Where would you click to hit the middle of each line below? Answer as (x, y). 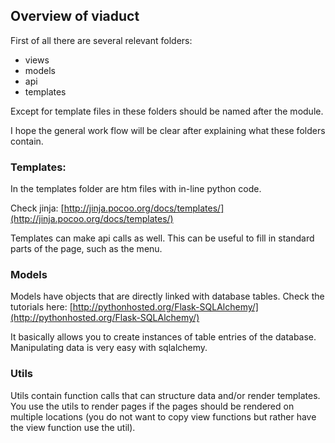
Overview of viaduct (75, 16)
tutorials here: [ (41, 307)
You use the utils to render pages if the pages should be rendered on (152, 406)
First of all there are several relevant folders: (101, 40)
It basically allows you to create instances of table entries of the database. (163, 337)
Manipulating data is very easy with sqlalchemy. (109, 348)
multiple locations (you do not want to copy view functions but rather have (163, 416)
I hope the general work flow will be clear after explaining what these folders (168, 130)
